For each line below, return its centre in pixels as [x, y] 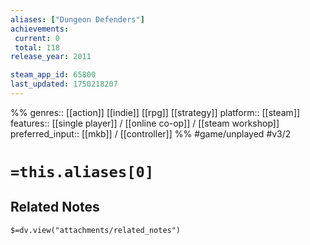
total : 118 [37, 47]
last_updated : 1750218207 [64, 84]
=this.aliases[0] [82, 172]
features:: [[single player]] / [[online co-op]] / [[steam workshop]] [145, 123]
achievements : [40, 29]
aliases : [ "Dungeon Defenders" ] [77, 19]
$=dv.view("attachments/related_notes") [96, 230]
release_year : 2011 [51, 57]
